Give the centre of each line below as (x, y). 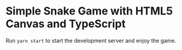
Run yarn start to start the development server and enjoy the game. (91, 40)
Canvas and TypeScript (66, 24)
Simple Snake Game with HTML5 (89, 11)
